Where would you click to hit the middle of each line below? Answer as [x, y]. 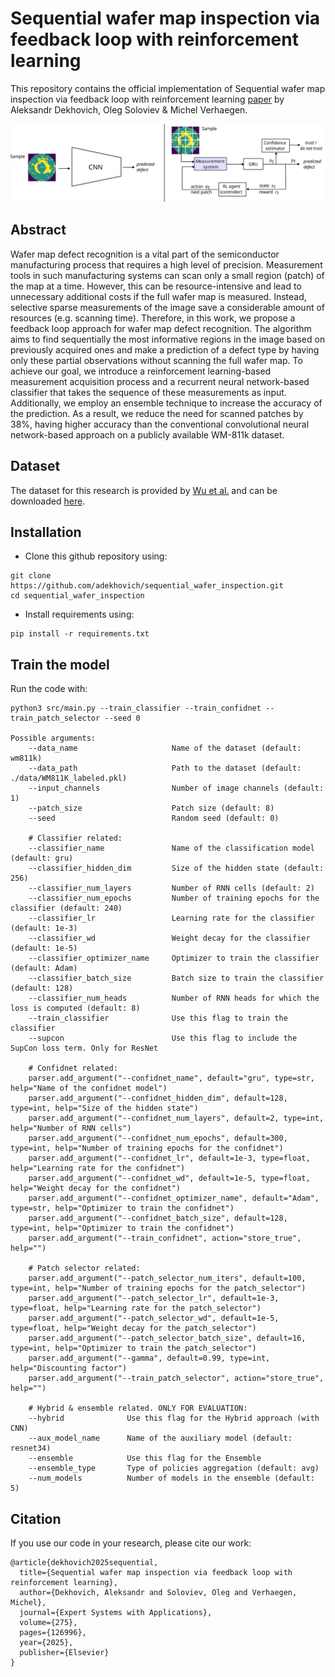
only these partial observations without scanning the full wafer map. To [156, 360]
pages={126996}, [53, 1633]
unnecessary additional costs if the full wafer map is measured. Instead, [158, 296]
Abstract [38, 230]
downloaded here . [48, 501]
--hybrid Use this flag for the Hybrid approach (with [174, 1418]
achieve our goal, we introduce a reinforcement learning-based [141, 371]
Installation [46, 532]
